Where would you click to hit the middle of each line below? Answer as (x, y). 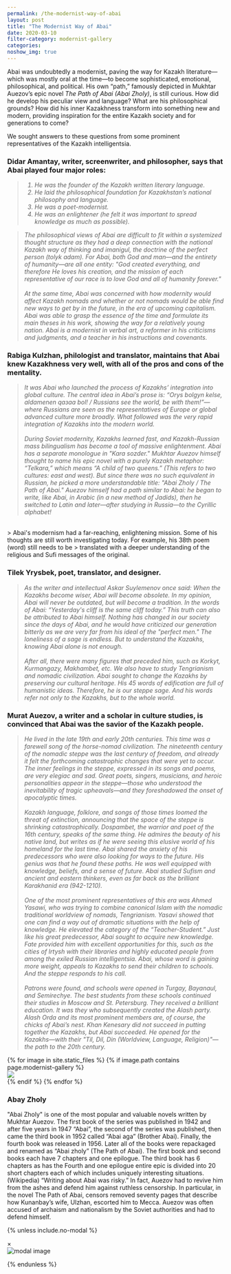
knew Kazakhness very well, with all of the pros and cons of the (115, 364)
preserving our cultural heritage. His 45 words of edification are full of (124, 682)
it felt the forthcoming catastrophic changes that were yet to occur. (120, 761)
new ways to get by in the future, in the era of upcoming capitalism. (120, 308)
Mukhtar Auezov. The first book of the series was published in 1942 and (109, 1122)
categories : (24, 45)
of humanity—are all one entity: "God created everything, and (112, 264)
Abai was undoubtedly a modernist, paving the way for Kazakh (96, 71)
